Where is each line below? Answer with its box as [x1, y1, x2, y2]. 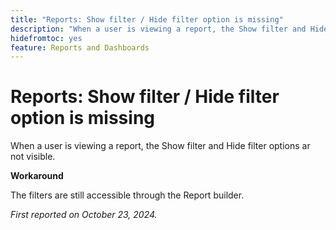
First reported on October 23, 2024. [10, 209, 158, 221]
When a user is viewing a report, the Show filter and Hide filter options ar [10, 140, 311, 152]
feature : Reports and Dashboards [10, 42, 150, 53]
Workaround [10, 170, 64, 182]
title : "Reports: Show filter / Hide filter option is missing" [10, 14, 284, 25]
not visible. [10, 151, 56, 163]
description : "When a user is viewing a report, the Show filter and [10, 24, 307, 34]
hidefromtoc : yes [10, 33, 83, 43]
